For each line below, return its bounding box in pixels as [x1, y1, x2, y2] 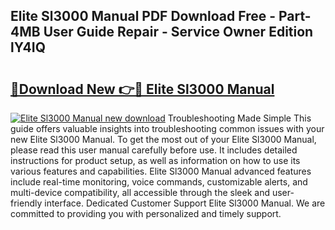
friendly [10, 197, 43, 209]
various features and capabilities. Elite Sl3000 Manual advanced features [10, 165, 312, 177]
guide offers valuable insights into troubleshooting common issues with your [10, 123, 325, 134]
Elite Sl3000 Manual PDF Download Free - [10, 8, 277, 25]
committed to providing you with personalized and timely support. [10, 208, 282, 219]
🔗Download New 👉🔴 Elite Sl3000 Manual [10, 80, 275, 98]
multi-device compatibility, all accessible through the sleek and [10, 187, 270, 198]
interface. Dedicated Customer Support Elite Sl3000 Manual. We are [44, 197, 326, 209]
